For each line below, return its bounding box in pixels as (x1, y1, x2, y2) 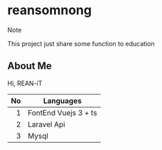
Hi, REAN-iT (7, 79, 43, 87)
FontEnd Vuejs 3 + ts (28, 107, 97, 117)
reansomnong (7, 2, 92, 18)
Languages (43, 95, 82, 105)
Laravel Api (28, 119, 65, 129)
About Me (7, 60, 52, 73)
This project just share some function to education (7, 39, 155, 48)
